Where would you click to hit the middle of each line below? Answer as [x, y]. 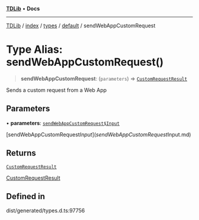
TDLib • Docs [23, 9]
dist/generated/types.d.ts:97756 [46, 211]
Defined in [26, 196]
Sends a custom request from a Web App [57, 90]
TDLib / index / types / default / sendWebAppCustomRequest [81, 25]
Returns [21, 153]
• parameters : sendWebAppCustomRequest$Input [63, 123]
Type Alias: [35, 50]
